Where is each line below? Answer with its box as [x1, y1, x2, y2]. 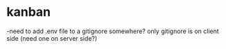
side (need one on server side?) [6, 34, 98, 42]
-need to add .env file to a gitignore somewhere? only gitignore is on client [6, 27, 219, 35]
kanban [6, 4, 51, 20]
